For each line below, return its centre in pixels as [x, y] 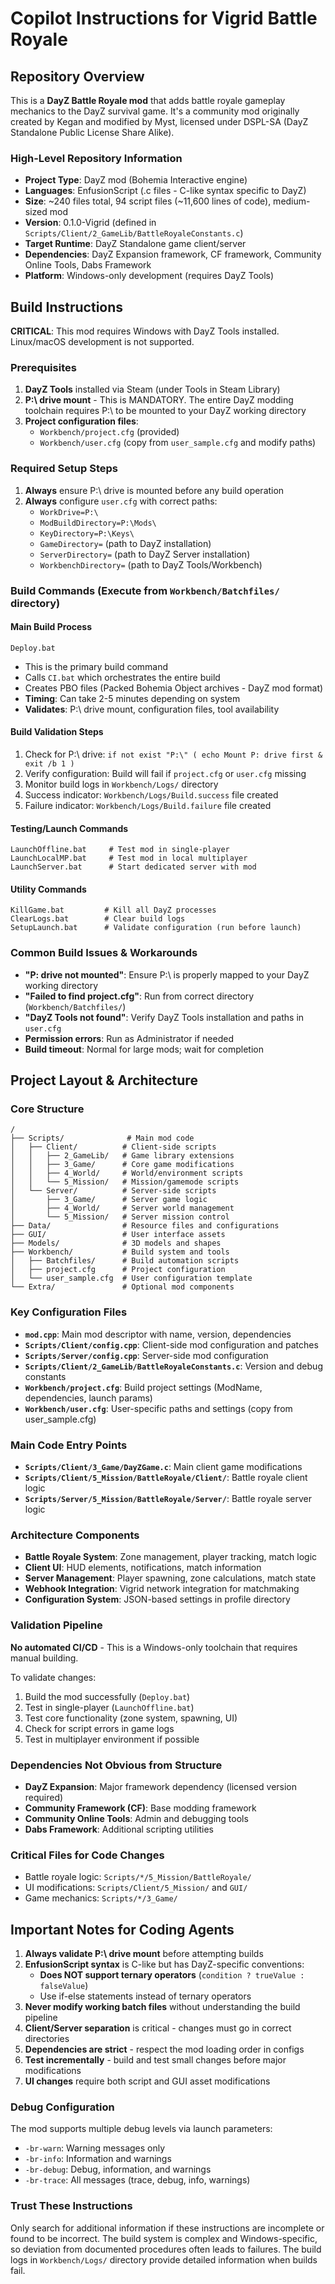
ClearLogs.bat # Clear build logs [98, 919]
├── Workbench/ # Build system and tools [120, 1252]
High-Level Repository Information [96, 158]
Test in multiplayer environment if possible [112, 1739]
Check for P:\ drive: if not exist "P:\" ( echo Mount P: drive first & [173, 754]
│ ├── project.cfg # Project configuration [118, 1270]
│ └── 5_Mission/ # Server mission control [120, 1217]
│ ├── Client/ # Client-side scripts [113, 1147]
